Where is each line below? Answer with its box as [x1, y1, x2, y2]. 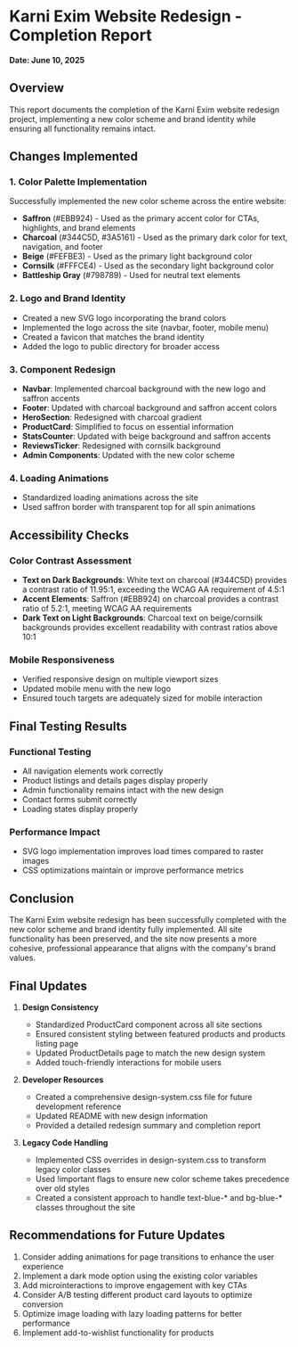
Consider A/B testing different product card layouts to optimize [21, 1289, 253, 1300]
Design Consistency [21, 1001, 100, 1013]
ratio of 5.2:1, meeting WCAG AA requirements [21, 604, 193, 614]
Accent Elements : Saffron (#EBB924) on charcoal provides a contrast [21, 594, 279, 604]
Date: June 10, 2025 [9, 54, 85, 65]
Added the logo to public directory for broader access [21, 341, 221, 351]
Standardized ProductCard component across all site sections [35, 1019, 262, 1030]
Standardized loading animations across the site [21, 492, 198, 503]
